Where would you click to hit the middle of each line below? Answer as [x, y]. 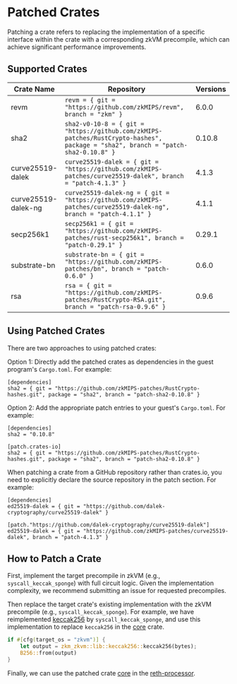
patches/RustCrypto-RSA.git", [115, 300]
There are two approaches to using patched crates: [82, 348]
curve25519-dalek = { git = [111, 162]
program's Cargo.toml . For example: [60, 369]
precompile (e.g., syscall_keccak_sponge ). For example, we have [101, 612]
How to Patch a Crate [55, 559]
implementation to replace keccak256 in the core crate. [86, 627]
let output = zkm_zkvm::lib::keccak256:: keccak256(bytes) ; [109, 647]
